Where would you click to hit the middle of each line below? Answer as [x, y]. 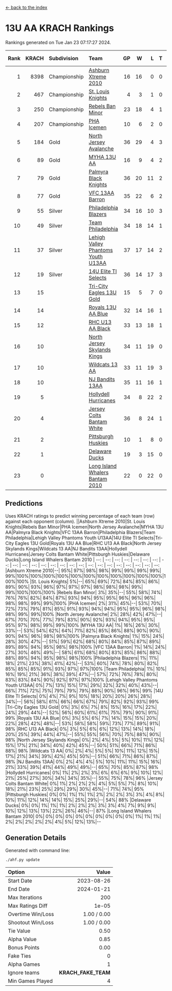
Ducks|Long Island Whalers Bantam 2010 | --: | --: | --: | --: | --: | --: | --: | [83, 559]
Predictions [24, 503]
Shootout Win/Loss [31, 922]
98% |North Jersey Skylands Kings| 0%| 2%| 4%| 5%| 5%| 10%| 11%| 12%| [85, 740]
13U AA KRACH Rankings [60, 28]
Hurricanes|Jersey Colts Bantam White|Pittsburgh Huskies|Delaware [78, 554]
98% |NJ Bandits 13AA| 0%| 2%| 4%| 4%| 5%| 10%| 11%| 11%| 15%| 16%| [83, 761]
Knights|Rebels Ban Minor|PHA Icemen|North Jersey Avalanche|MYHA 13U [84, 527]
